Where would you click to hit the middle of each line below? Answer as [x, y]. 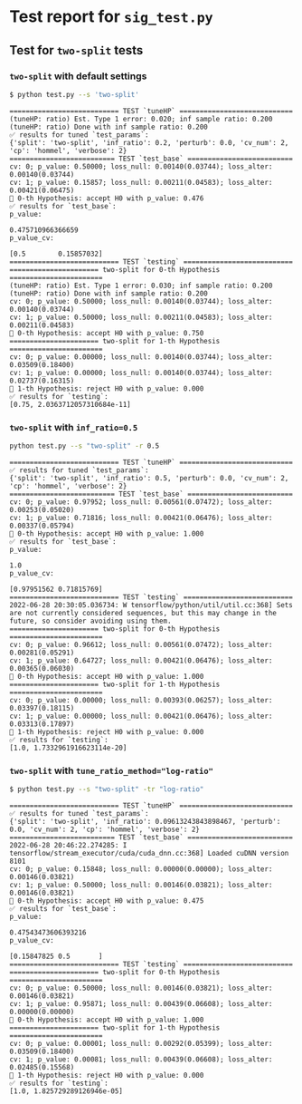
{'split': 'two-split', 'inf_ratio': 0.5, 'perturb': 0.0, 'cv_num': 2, [149, 478]
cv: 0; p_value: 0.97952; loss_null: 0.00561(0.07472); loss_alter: [141, 502]
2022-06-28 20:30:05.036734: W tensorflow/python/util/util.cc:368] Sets [151, 605]
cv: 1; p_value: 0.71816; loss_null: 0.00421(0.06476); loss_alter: [141, 518]
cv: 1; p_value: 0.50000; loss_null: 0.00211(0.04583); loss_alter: [141, 317]
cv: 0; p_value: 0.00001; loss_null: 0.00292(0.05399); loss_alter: [141, 1044]
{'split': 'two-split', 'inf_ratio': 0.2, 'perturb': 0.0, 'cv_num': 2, [149, 142]
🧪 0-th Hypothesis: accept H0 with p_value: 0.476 [107, 198]
